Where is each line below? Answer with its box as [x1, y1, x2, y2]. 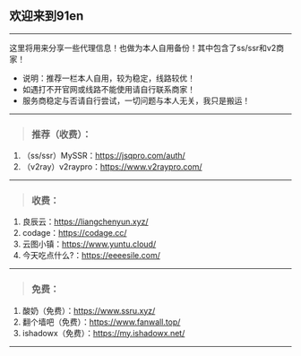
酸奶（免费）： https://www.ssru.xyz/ [21, 305, 156, 316]
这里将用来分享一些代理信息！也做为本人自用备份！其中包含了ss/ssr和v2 [9, 42, 277, 53]
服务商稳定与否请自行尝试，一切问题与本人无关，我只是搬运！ [21, 95, 251, 106]
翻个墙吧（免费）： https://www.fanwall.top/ [21, 317, 181, 327]
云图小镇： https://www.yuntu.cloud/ [21, 239, 157, 249]
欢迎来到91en [9, 8, 84, 24]
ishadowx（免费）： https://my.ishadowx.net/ [21, 327, 185, 338]
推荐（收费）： [30, 128, 92, 141]
